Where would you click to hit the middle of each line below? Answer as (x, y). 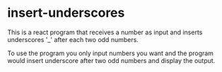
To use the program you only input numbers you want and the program (111, 53)
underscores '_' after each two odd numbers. (73, 39)
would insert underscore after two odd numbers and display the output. (111, 60)
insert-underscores (66, 13)
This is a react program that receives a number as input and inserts (105, 32)
